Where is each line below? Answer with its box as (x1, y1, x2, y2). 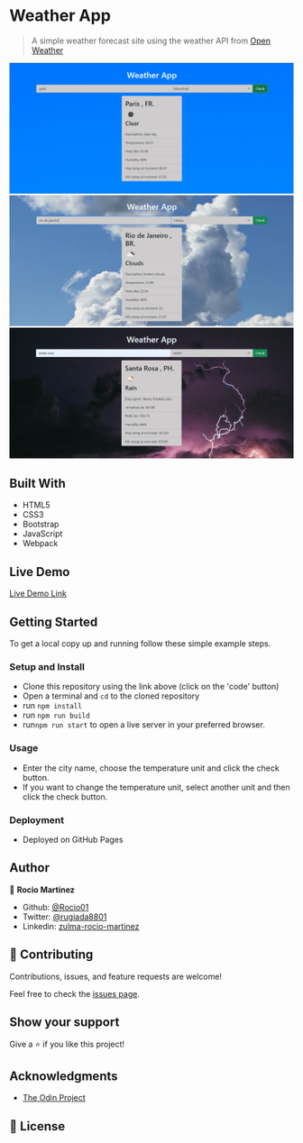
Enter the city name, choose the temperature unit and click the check (22, 763, 280, 773)
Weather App (9, 5, 111, 26)
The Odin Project (22, 1093, 86, 1103)
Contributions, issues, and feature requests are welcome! (9, 971, 223, 982)
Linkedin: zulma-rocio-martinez (22, 920, 140, 931)
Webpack (22, 538, 59, 549)
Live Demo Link (9, 588, 68, 599)
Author (9, 860, 50, 875)
